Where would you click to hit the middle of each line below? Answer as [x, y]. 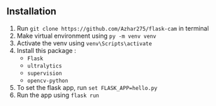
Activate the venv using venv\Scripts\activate [84, 43]
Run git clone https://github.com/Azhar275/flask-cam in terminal [113, 28]
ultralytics [44, 66]
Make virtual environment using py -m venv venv [86, 36]
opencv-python [48, 81]
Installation [31, 12]
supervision [44, 73]
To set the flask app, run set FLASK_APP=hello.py [87, 87]
